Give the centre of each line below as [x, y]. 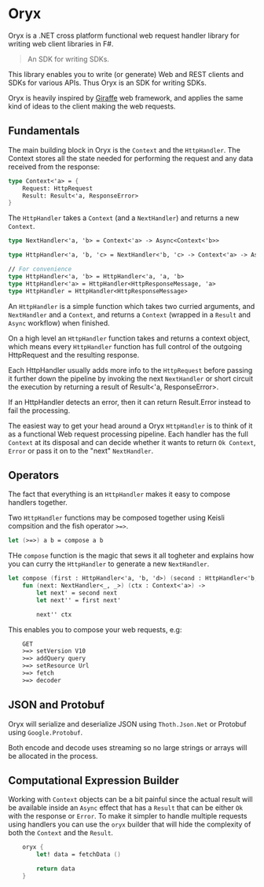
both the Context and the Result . [61, 833]
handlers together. [38, 502]
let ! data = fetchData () [79, 855]
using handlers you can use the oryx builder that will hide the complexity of [130, 824]
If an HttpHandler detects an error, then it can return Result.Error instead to [130, 402]
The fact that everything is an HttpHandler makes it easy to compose [119, 494]
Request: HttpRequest [57, 188]
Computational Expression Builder [93, 780]
